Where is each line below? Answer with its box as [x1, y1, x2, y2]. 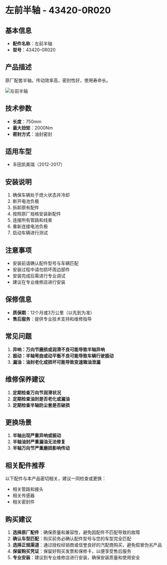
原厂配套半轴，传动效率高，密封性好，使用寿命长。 [5, 77, 111, 83]
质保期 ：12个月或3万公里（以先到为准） [12, 309, 95, 315]
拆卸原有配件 [12, 204, 39, 210]
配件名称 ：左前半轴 [12, 41, 53, 46]
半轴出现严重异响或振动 [12, 433, 61, 439]
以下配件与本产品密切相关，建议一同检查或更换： [5, 475, 106, 481]
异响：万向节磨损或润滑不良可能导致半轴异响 [12, 346, 105, 352]
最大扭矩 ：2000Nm [12, 124, 53, 131]
